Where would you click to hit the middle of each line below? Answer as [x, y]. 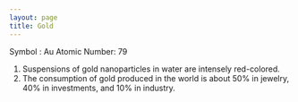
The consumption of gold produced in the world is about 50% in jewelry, [156, 78]
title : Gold [31, 26]
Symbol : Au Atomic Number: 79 [68, 51]
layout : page [34, 17]
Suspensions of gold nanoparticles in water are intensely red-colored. [151, 69]
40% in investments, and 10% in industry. [99, 88]
